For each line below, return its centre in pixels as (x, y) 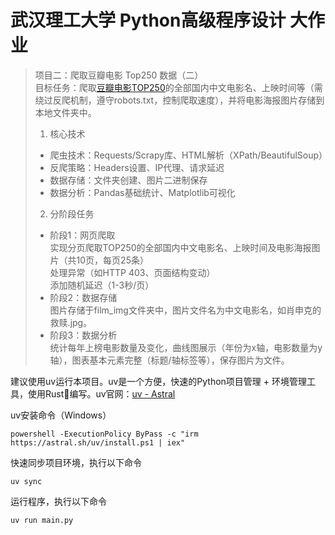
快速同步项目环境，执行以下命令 (76, 462)
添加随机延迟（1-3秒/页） (102, 285)
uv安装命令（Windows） (61, 415)
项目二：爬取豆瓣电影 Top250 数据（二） (119, 75)
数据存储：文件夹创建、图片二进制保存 (128, 180)
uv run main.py (42, 520)
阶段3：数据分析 (83, 335)
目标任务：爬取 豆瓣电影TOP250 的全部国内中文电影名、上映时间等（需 (178, 87)
